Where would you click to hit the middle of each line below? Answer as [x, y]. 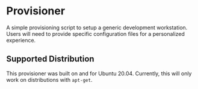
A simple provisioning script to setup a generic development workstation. [97, 27]
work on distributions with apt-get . [49, 79]
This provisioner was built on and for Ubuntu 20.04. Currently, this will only [99, 73]
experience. [21, 40]
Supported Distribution [50, 59]
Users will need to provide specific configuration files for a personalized [96, 33]
